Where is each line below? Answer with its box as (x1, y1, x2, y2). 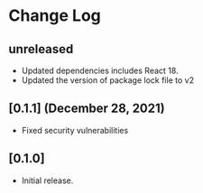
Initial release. (21, 175, 74, 186)
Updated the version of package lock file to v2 (21, 75, 195, 86)
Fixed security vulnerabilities (21, 124, 129, 135)
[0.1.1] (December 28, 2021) (8, 101, 165, 116)
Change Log (8, 5, 101, 26)
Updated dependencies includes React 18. (21, 65, 179, 76)
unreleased (8, 41, 74, 57)
